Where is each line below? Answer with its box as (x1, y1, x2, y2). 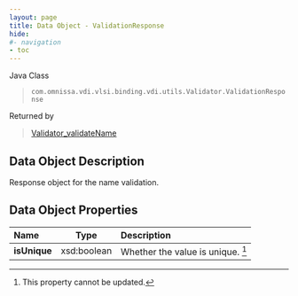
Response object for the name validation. (9, 176, 160, 187)
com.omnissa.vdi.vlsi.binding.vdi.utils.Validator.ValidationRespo (30, 88, 286, 97)
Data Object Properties (9, 203, 138, 218)
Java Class (9, 70, 50, 81)
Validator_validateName (30, 128, 117, 138)
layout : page (9, 12, 58, 22)
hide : (9, 29, 29, 38)
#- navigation (9, 37, 62, 47)
